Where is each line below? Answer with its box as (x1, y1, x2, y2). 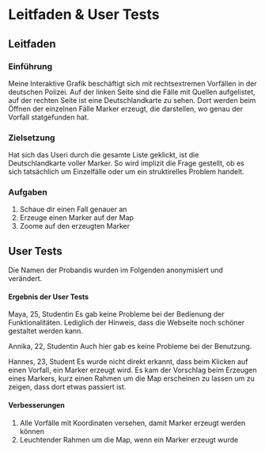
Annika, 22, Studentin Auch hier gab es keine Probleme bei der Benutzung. (8, 342, 252, 351)
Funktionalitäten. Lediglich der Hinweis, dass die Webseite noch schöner (8, 318, 245, 328)
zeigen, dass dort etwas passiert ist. (8, 382, 127, 392)
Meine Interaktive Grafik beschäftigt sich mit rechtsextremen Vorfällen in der (8, 78, 257, 88)
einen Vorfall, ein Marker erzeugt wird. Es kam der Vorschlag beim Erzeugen (8, 366, 257, 375)
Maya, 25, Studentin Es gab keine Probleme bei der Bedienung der (8, 310, 225, 319)
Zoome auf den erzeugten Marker (19, 222, 131, 231)
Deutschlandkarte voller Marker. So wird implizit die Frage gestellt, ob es (8, 158, 245, 168)
